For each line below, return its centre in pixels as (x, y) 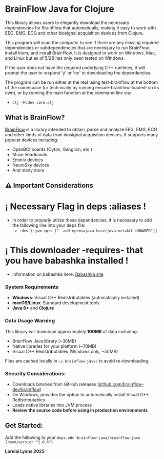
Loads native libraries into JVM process (52, 405)
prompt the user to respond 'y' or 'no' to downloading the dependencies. (78, 72)
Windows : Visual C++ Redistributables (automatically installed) (76, 298)
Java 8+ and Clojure (33, 308)
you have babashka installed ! (67, 261)
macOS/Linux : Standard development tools (56, 303)
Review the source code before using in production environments (80, 410)
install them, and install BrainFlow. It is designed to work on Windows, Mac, (81, 53)
